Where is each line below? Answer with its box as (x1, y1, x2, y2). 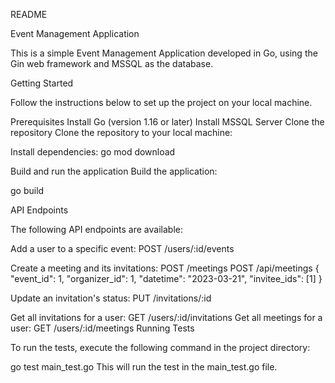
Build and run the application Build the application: (10, 165, 218, 177)
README (10, 9, 48, 20)
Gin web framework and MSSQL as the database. (10, 58, 214, 69)
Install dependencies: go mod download (10, 146, 176, 158)
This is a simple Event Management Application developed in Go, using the (10, 47, 318, 59)
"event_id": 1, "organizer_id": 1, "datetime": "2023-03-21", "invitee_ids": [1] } (10, 273, 323, 284)
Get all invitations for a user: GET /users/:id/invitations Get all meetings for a (10, 312, 323, 323)
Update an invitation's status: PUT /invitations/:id (10, 292, 212, 304)
